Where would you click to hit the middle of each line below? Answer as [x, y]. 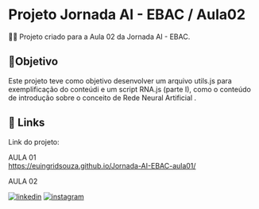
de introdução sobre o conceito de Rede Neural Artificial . [102, 98]
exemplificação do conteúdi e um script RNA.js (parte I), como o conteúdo [130, 89]
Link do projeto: [34, 141]
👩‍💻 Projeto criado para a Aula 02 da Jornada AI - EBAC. [99, 37]
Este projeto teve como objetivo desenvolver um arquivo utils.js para [120, 80]
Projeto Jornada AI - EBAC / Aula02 [127, 15]
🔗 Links [27, 123]
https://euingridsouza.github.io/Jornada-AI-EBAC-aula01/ [102, 165]
